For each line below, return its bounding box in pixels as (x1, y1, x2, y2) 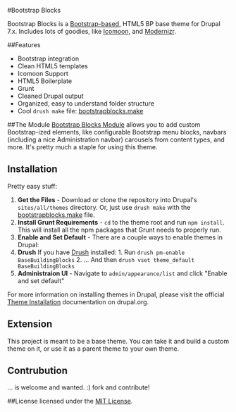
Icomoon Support (17, 70, 69, 77)
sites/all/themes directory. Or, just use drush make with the (17, 203, 191, 211)
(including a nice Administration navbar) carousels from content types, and (7, 135, 225, 144)
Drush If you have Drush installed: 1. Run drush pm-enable (17, 248, 185, 256)
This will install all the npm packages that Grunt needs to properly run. (17, 225, 222, 234)
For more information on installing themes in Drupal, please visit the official (7, 290, 225, 299)
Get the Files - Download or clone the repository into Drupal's (17, 195, 197, 204)
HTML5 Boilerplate (17, 77, 73, 85)
